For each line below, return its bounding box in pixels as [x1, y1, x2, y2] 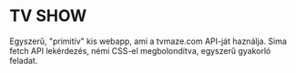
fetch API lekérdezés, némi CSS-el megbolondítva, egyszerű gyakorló [9, 45, 271, 56]
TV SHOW [9, 5, 87, 26]
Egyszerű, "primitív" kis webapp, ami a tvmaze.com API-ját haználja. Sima [9, 36, 287, 47]
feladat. [9, 55, 38, 66]
